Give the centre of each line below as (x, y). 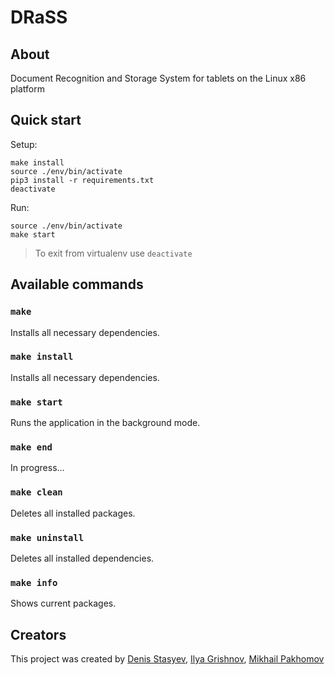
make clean (36, 492)
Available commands (77, 284)
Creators (38, 634)
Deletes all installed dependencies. (82, 558)
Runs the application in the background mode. (105, 423)
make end (31, 447)
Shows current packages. (63, 603)
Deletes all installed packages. (73, 513)
